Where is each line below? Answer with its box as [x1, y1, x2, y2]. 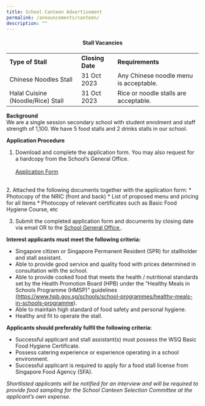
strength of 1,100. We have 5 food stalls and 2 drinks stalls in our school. [6, 125, 188, 132]
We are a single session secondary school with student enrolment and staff [6, 118, 196, 125]
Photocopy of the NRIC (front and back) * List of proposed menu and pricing [6, 192, 199, 200]
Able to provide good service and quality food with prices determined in [15, 260, 196, 268]
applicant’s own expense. [6, 393, 71, 400]
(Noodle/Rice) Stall [9, 96, 64, 105]
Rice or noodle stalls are [117, 89, 187, 97]
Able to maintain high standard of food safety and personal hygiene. [15, 306, 187, 313]
